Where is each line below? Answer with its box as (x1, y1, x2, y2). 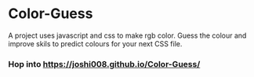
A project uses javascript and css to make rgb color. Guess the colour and (8, 31, 247, 40)
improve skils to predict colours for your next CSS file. (8, 38, 183, 48)
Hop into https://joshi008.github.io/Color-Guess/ (8, 58, 201, 69)
